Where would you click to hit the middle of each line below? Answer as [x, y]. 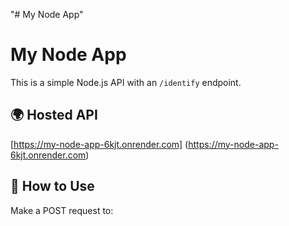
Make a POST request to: [62, 210]
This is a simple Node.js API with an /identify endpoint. [126, 82]
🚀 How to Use [52, 186]
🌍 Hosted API [54, 115]
